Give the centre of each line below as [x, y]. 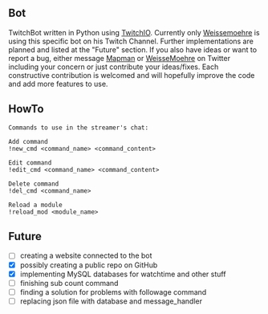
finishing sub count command [69, 283]
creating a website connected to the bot [86, 255]
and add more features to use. [58, 84]
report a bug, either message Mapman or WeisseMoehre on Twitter [120, 58]
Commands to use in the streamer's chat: [79, 128]
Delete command [34, 184]
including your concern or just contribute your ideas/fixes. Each [114, 67]
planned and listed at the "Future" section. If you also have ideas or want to [133, 49]
